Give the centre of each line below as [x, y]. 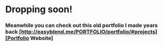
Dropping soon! [39, 9]
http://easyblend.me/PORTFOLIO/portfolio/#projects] [89, 32]
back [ [13, 32]
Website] [42, 38]
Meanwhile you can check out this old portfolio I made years [81, 26]
